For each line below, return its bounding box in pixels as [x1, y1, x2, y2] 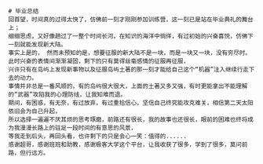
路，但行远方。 [8, 149, 49, 157]
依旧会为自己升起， [8, 108, 61, 115]
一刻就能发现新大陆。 [8, 41, 67, 49]
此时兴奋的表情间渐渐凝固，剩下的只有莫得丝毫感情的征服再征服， [8, 57, 190, 65]
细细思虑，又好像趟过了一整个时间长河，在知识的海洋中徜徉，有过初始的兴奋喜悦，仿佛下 [8, 32, 254, 40]
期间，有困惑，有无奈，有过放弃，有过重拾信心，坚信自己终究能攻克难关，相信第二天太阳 [8, 99, 254, 107]
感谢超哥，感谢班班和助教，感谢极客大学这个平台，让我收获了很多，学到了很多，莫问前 [8, 140, 248, 148]
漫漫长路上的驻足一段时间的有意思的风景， [19, 124, 137, 132]
